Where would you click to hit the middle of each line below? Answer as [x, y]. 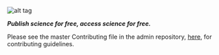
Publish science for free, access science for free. [79, 23]
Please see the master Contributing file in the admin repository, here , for [109, 37]
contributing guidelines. [41, 44]
